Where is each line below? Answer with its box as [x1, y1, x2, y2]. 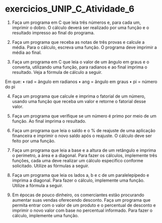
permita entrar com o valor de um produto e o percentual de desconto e [12, 202, 156, 208]
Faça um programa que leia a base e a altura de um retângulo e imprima [12, 147, 156, 153]
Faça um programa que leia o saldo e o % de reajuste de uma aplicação [12, 127, 156, 133]
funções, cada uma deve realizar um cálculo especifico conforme [12, 157, 144, 163]
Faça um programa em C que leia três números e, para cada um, [12, 19, 141, 25]
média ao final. [12, 50, 42, 55]
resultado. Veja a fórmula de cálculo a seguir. [12, 69, 103, 75]
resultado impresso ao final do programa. [12, 30, 95, 35]
